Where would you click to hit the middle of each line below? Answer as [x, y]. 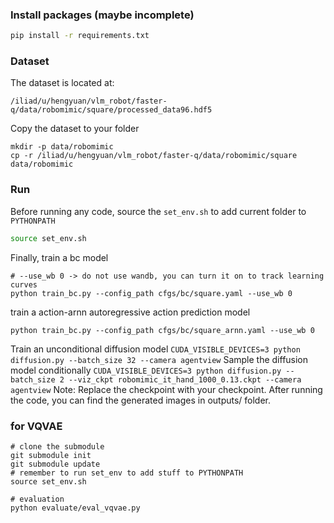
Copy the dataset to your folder [75, 129]
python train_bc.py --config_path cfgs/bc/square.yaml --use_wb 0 [151, 293]
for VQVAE [36, 426]
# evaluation [37, 499]
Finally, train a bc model [59, 257]
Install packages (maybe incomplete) [102, 15]
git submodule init [51, 455]
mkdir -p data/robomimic [62, 147]
